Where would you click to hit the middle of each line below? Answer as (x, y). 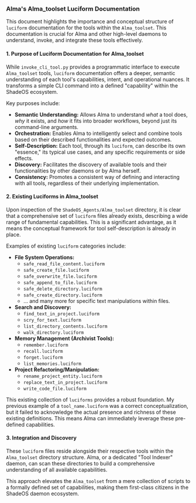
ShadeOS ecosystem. (32, 92)
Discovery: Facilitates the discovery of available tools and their (91, 164)
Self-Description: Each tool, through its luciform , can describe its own (100, 146)
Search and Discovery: (43, 307)
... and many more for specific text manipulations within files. (97, 301)
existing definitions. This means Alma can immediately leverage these (90, 418)
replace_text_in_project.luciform (65, 382)
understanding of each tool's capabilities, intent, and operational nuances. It (98, 79)
